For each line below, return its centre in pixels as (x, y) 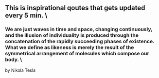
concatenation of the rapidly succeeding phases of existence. (80, 42)
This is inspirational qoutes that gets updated (75, 8)
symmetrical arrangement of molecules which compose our (77, 54)
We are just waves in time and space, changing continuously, (79, 30)
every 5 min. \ (26, 16)
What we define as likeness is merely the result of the (70, 47)
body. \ (14, 60)
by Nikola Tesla (20, 70)
